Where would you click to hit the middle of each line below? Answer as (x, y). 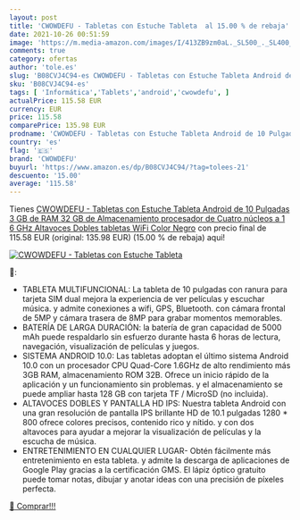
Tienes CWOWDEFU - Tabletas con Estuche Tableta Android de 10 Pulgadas (150, 209)
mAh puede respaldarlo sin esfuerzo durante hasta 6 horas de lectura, (151, 337)
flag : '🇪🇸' (31, 150)
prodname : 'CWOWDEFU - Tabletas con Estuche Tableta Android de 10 (137, 134)
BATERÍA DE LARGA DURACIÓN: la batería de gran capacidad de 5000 (152, 328)
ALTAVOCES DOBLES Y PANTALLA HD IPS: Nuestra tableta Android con (154, 404)
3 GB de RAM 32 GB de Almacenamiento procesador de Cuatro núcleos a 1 (147, 219)
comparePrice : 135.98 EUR (57, 126)
